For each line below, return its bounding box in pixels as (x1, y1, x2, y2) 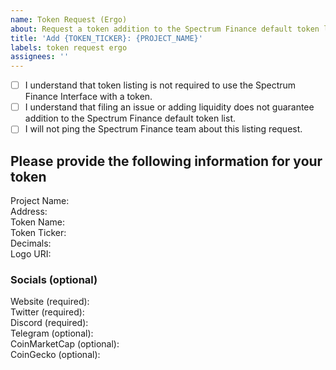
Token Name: (10, 216, 65, 228)
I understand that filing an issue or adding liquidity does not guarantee (24, 101, 315, 113)
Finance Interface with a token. (24, 91, 153, 103)
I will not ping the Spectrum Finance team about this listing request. (24, 123, 303, 135)
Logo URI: (10, 248, 52, 260)
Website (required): (10, 296, 90, 308)
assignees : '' (10, 52, 70, 62)
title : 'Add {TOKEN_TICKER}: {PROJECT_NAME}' (10, 33, 203, 43)
